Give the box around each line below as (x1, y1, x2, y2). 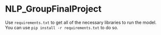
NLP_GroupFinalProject (5, 3, 102, 15)
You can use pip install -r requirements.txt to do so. (5, 24, 119, 30)
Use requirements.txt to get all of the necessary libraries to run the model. (5, 19, 157, 25)
